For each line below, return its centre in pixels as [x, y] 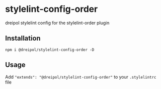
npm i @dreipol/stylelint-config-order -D [50, 50]
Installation [23, 38]
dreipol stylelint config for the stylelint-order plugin [57, 23]
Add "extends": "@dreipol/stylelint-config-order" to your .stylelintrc [81, 77]
